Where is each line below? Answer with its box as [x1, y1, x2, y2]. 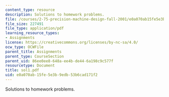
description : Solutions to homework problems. [5, 12, 105, 17]
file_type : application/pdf [5, 26, 64, 31]
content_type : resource [5, 7, 55, 12]
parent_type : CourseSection [5, 53, 64, 59]
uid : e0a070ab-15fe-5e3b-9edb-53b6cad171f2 [5, 72, 98, 77]
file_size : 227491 [5, 21, 44, 26]
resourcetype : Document [5, 63, 55, 68]
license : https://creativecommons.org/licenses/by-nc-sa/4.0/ [5, 40, 138, 45]
